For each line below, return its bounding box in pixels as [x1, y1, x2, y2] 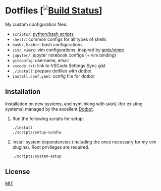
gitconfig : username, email [12, 57, 69, 63]
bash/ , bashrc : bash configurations [12, 41, 83, 47]
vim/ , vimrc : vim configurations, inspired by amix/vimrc [12, 47, 125, 53]
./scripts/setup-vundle [12, 129, 62, 135]
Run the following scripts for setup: [12, 116, 84, 122]
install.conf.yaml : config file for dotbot [12, 73, 95, 79]
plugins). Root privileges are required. [12, 144, 90, 150]
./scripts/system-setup [12, 154, 62, 159]
